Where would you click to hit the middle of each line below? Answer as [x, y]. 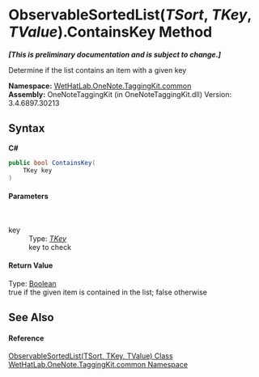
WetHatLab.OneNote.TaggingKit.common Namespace [98, 365]
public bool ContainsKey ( [52, 163]
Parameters [28, 196]
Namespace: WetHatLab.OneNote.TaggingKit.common [100, 86]
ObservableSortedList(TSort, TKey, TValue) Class [91, 356]
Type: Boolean [32, 283]
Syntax [27, 128]
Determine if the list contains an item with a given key [98, 70]
